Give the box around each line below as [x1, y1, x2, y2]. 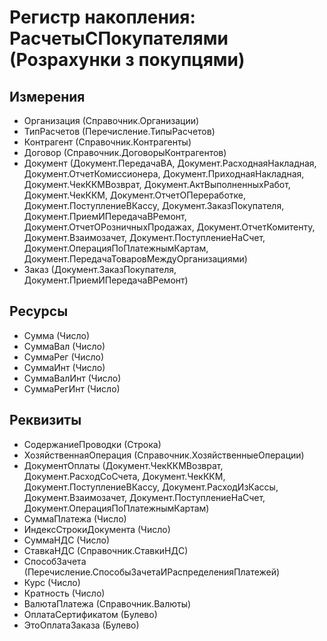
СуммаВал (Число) [23, 340, 106, 352]
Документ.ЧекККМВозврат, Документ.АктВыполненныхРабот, [23, 179, 291, 190]
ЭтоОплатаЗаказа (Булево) [23, 619, 140, 631]
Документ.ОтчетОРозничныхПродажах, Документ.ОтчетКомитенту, [23, 221, 316, 233]
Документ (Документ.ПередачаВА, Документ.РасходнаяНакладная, [23, 157, 317, 169]
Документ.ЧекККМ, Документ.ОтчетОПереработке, [23, 189, 247, 201]
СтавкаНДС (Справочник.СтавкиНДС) [23, 544, 189, 556]
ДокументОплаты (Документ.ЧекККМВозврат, [23, 459, 224, 471]
